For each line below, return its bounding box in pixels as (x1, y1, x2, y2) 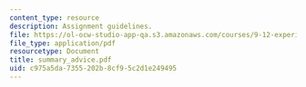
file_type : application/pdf (9, 38, 117, 48)
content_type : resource (9, 13, 100, 23)
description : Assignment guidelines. (9, 22, 153, 31)
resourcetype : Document (9, 47, 100, 56)
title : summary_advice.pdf (9, 55, 112, 64)
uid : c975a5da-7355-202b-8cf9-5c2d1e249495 (9, 64, 178, 73)
